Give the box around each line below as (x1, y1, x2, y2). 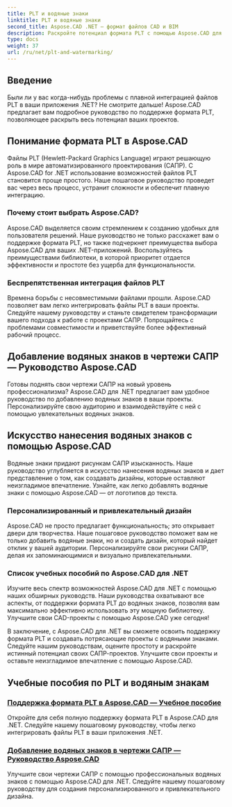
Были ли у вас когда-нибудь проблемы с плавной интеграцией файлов (7, 93, 218, 101)
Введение (7, 74, 53, 87)
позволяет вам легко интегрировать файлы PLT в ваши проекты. (7, 301, 200, 310)
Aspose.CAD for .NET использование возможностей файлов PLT (7, 168, 197, 177)
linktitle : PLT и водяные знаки (7, 17, 101, 24)
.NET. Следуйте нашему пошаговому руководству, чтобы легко (7, 721, 196, 729)
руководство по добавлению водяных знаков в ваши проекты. (7, 394, 193, 403)
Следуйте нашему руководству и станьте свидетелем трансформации (7, 308, 217, 317)
